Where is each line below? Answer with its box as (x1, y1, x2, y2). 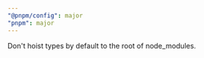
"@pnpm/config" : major (7, 11, 83, 20)
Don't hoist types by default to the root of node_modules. (7, 41, 197, 50)
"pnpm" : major (7, 19, 55, 27)
